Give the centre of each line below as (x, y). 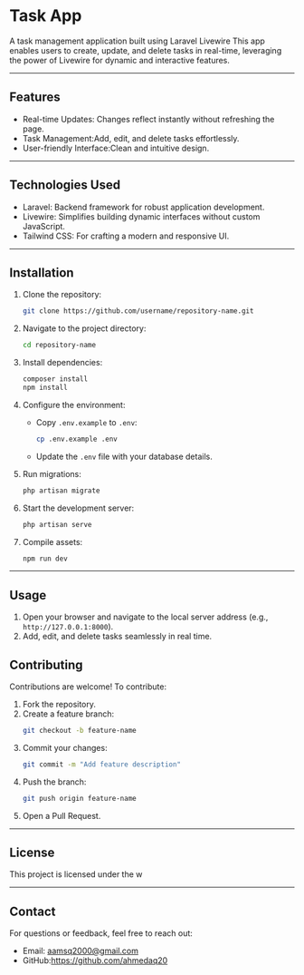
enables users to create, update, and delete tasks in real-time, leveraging (146, 50)
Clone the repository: (62, 295)
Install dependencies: (62, 363)
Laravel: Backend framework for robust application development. (143, 207)
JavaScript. (44, 226)
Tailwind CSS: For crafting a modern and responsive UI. (126, 236)
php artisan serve (57, 524)
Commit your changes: (65, 747)
